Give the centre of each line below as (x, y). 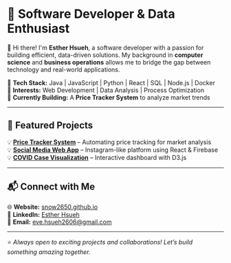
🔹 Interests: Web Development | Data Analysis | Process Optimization (106, 90)
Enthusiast (38, 28)
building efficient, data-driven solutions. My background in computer (105, 55)
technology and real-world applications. (64, 69)
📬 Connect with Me (51, 187)
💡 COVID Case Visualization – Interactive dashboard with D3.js (97, 157)
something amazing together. (49, 252)
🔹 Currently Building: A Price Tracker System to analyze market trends (109, 97)
